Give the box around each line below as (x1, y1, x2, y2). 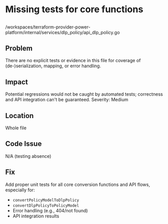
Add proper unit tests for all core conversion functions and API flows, (5, 181, 150, 187)
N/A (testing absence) (5, 153, 52, 159)
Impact (5, 77, 28, 86)
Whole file (5, 125, 27, 131)
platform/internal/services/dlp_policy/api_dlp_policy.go (5, 29, 120, 35)
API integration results (12, 213, 60, 219)
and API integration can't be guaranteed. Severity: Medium (5, 97, 129, 103)
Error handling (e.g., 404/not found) (12, 207, 88, 213)
